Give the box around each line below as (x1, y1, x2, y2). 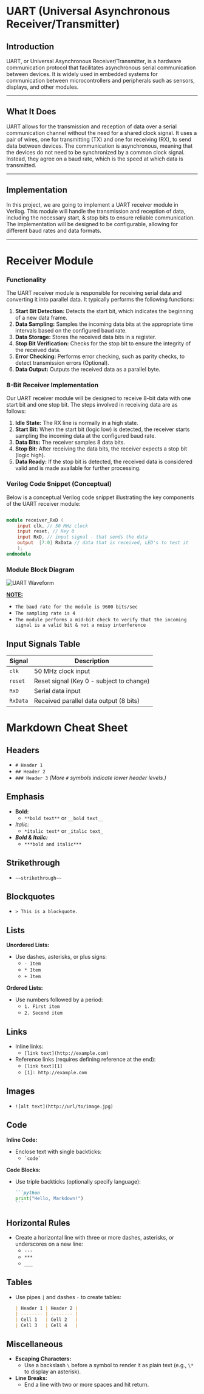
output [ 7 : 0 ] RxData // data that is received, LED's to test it (17, 540, 189, 546)
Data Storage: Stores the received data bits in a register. (15, 333, 157, 341)
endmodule (6, 551, 32, 557)
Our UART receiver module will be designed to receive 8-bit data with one (6, 395, 191, 402)
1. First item (24, 1004, 60, 1010)
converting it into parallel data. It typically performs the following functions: (6, 296, 194, 303)
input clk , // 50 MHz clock (17, 523, 88, 529)
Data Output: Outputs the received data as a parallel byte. (15, 366, 161, 373)
